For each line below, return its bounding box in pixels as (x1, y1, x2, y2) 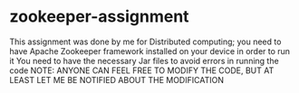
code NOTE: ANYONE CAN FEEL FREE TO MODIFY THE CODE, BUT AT (9, 65, 275, 76)
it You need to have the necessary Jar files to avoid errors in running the (9, 55, 279, 66)
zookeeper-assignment (9, 6, 189, 27)
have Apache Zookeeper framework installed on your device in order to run (9, 45, 291, 56)
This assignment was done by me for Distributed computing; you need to (9, 36, 282, 47)
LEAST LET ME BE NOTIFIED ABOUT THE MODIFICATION (9, 74, 225, 85)
